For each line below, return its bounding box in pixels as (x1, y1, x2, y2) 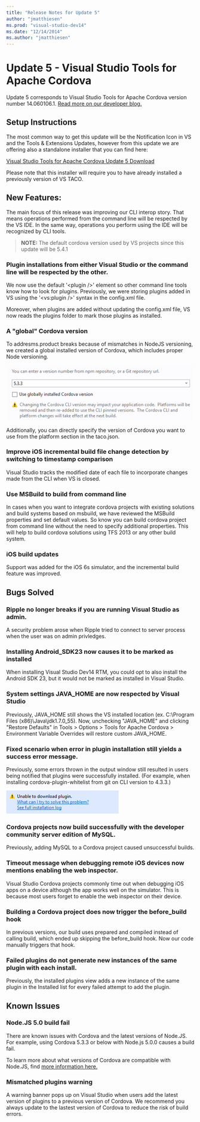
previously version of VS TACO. (6, 175, 84, 182)
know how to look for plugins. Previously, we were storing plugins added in (6, 287, 190, 295)
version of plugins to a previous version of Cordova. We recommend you (6, 1098, 185, 1105)
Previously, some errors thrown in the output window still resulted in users (6, 766, 189, 773)
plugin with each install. (6, 963, 77, 972)
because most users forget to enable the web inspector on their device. (6, 893, 182, 900)
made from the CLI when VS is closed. (6, 475, 100, 482)
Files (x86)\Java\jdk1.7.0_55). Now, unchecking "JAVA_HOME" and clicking (6, 717, 189, 724)
